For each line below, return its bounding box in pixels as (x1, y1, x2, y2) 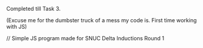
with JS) (6, 23, 27, 30)
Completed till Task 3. (6, 5, 61, 12)
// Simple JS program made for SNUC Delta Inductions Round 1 (6, 35, 165, 41)
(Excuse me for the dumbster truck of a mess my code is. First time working (6, 17, 197, 23)
